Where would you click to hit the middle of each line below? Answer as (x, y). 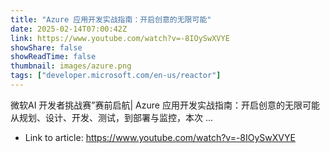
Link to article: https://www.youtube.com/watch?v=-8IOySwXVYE (160, 137)
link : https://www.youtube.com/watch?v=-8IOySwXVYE (120, 38)
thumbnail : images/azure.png (71, 66)
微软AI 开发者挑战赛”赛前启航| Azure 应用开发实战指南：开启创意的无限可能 (165, 105)
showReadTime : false (53, 57)
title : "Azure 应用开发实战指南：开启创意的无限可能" (111, 19)
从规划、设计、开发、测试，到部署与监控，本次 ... (112, 117)
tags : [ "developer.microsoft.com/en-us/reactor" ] (116, 76)
